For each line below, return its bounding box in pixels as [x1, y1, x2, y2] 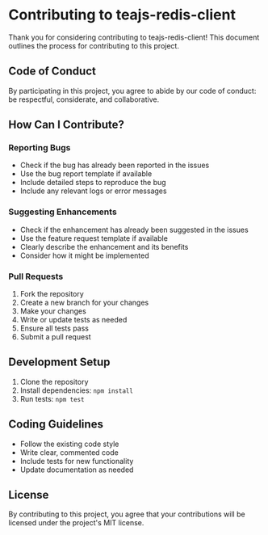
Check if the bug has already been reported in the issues [19, 160, 210, 171]
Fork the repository [19, 289, 85, 299]
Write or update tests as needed [19, 315, 128, 325]
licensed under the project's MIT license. [8, 518, 144, 528]
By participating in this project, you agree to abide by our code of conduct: [8, 86, 257, 95]
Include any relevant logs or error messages [19, 186, 167, 196]
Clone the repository [19, 377, 89, 386]
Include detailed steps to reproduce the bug [19, 178, 167, 187]
